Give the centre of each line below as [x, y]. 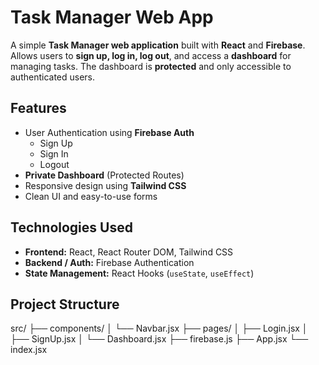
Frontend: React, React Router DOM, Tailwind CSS [129, 252]
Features [38, 108]
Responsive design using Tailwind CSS [105, 185]
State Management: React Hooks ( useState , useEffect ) [139, 273]
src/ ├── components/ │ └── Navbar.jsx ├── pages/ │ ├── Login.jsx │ [159, 328]
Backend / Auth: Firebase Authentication [109, 262]
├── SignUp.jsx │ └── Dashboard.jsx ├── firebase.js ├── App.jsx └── [159, 339]
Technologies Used [71, 227]
